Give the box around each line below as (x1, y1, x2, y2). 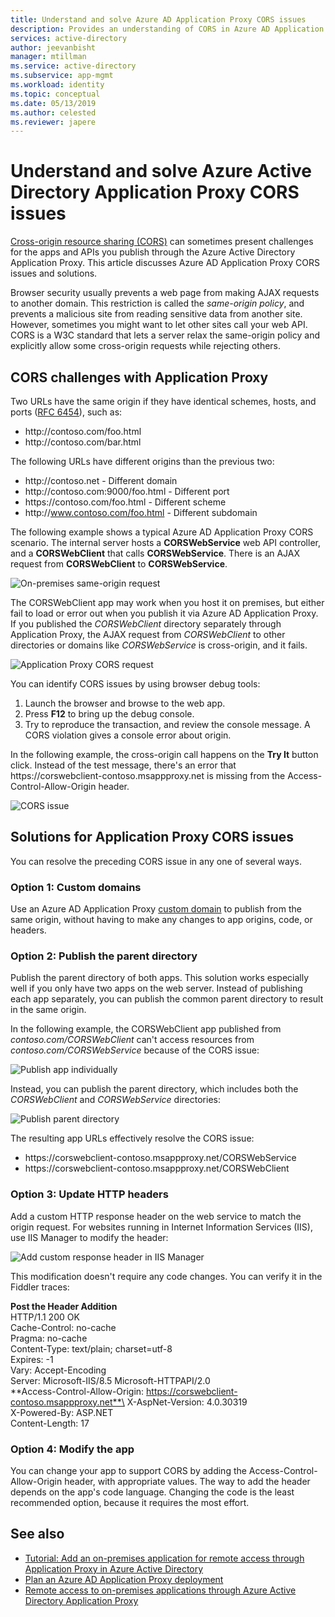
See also (10, 1526, 65, 1543)
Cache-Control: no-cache (10, 1321, 117, 1333)
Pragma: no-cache (10, 1332, 88, 1344)
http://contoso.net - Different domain (24, 475, 178, 486)
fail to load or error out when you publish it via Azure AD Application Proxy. (10, 607, 319, 619)
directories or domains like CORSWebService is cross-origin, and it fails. (10, 639, 308, 651)
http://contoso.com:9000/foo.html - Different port (24, 486, 230, 497)
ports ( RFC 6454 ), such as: (10, 406, 123, 418)
